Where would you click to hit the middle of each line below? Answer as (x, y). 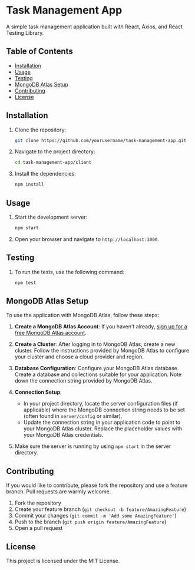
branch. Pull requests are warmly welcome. (59, 492)
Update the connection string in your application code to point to (102, 423)
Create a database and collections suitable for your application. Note (98, 374)
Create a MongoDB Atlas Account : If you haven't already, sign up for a (101, 327)
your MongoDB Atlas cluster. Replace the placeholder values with (103, 429)
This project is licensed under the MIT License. (63, 561)
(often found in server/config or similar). (73, 416)
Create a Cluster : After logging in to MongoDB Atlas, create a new (95, 344)
